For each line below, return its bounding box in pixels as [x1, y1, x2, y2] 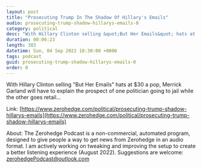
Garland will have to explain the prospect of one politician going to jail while [6, 88, 194, 95]
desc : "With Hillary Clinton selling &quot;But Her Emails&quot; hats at [6, 31, 196, 37]
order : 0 [6, 64, 28, 71]
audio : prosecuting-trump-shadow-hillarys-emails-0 [6, 20, 139, 26]
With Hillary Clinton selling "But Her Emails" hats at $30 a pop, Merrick [6, 81, 182, 88]
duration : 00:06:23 [6, 37, 55, 43]
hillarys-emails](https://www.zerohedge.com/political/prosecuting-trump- [6, 112, 190, 119]
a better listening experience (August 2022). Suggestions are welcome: [6, 149, 184, 156]
